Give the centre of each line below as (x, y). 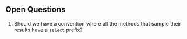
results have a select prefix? (48, 30)
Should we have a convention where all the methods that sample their (98, 23)
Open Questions (36, 10)
